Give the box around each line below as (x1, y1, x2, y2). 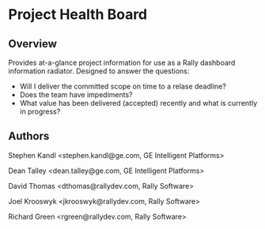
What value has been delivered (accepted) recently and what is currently (19, 99, 258, 107)
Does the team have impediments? (19, 90, 133, 99)
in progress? (19, 107, 61, 116)
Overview (8, 37, 58, 51)
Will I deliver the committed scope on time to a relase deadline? (19, 81, 227, 91)
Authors (8, 130, 50, 143)
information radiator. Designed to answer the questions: (8, 66, 190, 76)
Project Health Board (8, 6, 148, 24)
